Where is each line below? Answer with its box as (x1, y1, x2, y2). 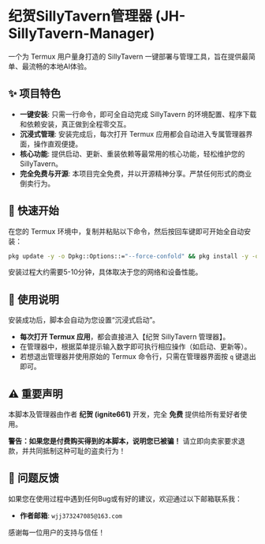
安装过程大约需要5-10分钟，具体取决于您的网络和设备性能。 (8, 267, 203, 277)
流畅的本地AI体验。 (28, 61, 91, 71)
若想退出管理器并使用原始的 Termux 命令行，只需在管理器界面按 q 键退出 (19, 352, 256, 361)
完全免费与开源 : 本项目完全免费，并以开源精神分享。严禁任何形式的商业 (19, 168, 252, 178)
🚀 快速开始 (8, 204, 59, 217)
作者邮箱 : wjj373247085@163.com (19, 511, 122, 520)
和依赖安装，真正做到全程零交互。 (19, 119, 131, 129)
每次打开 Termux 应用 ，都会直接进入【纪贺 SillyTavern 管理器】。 (19, 332, 230, 342)
